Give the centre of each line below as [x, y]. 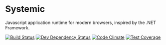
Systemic [25, 9]
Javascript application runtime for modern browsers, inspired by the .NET [81, 22]
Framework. [17, 27]
